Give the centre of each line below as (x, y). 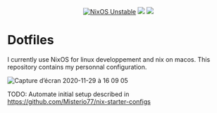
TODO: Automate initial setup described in (68, 94)
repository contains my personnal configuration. (77, 67)
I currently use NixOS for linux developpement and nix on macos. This (109, 59)
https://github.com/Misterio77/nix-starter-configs (79, 101)
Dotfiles (31, 40)
